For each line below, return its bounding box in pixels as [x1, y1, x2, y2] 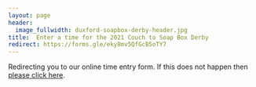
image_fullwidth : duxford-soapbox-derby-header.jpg [15, 26, 188, 34]
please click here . [8, 71, 65, 80]
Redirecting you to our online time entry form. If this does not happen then [8, 62, 249, 71]
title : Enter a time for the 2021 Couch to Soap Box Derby [8, 33, 210, 42]
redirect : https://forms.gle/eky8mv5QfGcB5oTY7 [8, 41, 167, 49]
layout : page [8, 11, 51, 20]
